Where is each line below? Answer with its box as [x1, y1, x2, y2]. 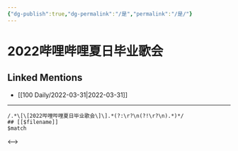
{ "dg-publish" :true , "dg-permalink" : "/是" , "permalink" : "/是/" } [7, 10, 193, 18]
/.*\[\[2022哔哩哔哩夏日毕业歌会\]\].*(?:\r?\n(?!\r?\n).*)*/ [7, 112, 184, 119]
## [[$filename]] [7, 118, 59, 125]
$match [7, 125, 27, 132]
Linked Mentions [7, 72, 83, 84]
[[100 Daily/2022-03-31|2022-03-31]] [17, 90, 128, 99]
